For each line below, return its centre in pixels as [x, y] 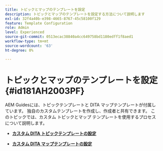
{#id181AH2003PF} [45, 91]
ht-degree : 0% [19, 50]
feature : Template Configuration [39, 23]
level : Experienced [25, 32]
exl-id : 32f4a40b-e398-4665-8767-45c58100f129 [53, 19]
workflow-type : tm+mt [27, 41]
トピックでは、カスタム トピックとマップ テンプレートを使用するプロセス [82, 117]
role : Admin [17, 28]
